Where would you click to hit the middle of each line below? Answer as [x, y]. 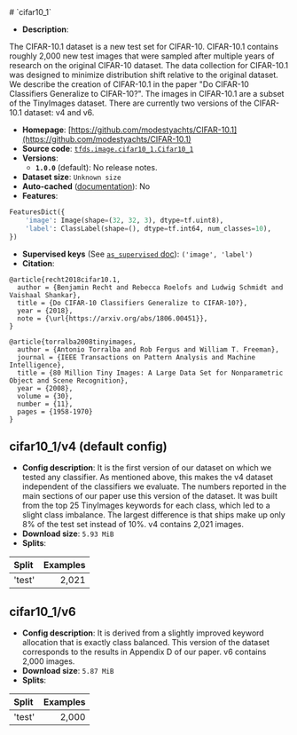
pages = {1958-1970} [55, 411]
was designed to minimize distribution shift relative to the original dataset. [144, 75]
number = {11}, [45, 404]
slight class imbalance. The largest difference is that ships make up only [153, 515]
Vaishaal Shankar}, [45, 295]
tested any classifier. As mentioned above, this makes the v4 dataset [147, 478]
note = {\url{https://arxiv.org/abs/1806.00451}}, [113, 318]
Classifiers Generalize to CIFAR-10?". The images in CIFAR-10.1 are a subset [147, 94]
